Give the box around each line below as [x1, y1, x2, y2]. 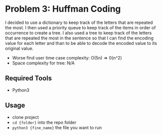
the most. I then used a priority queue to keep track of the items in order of [5, 24, 156, 30]
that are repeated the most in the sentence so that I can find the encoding [5, 35, 154, 41]
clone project [12, 114, 39, 120]
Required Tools [5, 74, 52, 82]
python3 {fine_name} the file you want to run [12, 124, 102, 130]
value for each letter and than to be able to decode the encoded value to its [5, 40, 158, 46]
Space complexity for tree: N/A [12, 60, 75, 66]
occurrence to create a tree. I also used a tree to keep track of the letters [5, 30, 152, 36]
